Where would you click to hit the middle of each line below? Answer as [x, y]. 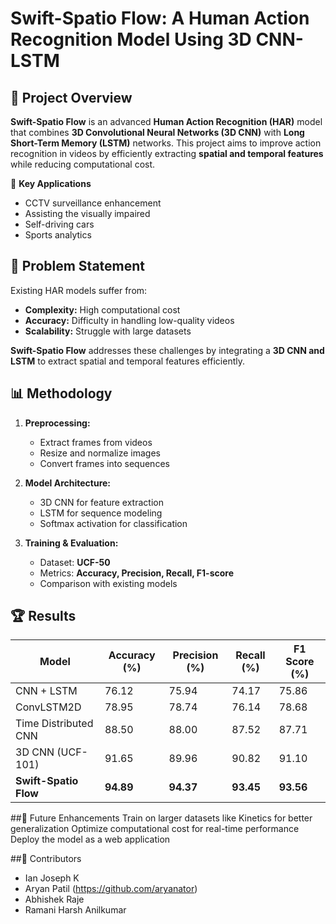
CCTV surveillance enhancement [93, 203]
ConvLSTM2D [48, 707]
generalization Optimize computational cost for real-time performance [155, 829]
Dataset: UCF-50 [75, 562]
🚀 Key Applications [51, 183]
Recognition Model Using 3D [131, 39]
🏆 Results [43, 616]
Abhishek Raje [54, 899]
